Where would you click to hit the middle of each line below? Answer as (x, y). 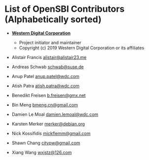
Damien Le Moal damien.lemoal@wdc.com (55, 114)
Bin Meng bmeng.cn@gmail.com (45, 105)
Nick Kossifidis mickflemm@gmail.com (51, 133)
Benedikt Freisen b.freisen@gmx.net (49, 95)
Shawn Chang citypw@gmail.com (46, 143)
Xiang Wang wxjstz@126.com (42, 152)
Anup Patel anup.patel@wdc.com (45, 76)
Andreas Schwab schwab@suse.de (48, 67)
